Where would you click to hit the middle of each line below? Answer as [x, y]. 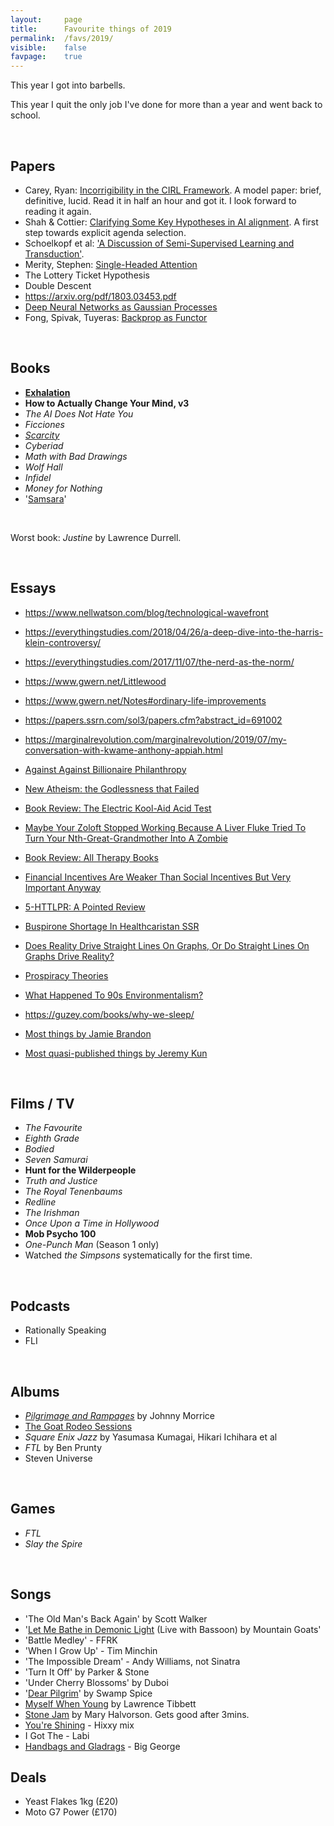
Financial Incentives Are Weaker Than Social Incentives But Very [158, 877]
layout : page [46, 19]
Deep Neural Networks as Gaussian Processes [121, 307]
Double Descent [58, 285]
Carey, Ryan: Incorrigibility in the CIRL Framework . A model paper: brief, [173, 190]
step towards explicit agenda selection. [105, 232]
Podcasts [40, 1306]
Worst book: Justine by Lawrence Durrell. [96, 537]
